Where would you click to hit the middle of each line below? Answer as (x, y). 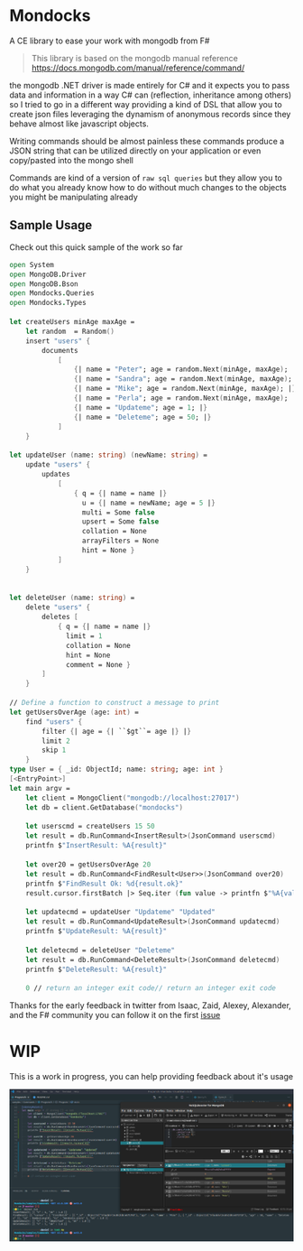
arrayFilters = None (120, 541)
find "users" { (54, 722)
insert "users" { (58, 341)
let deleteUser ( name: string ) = (72, 598)
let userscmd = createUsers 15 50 (90, 827)
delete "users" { (58, 607)
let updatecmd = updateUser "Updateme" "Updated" (121, 913)
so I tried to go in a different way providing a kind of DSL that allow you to (146, 104)
